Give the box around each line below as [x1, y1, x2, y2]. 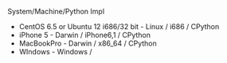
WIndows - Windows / [18, 47, 92, 56]
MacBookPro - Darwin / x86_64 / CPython [18, 39, 157, 48]
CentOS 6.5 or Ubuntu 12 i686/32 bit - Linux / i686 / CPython [18, 22, 220, 31]
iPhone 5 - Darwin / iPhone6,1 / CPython [18, 31, 151, 39]
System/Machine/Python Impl [7, 7, 105, 16]
